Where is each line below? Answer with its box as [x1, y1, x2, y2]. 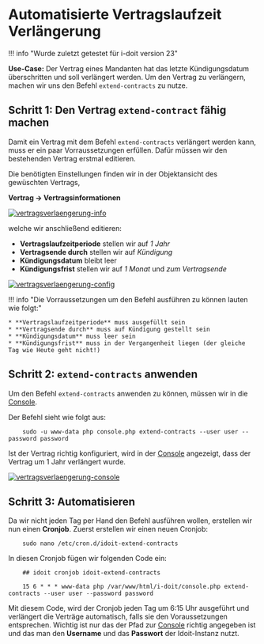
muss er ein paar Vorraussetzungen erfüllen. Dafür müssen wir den [8, 145, 228, 155]
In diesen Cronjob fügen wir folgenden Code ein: [8, 554, 168, 563]
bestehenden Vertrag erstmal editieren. [8, 153, 136, 163]
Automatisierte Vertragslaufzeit [8, 6, 222, 24]
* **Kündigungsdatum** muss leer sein [8, 332, 136, 340]
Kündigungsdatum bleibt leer [19, 256, 117, 265]
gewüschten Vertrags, [8, 177, 81, 187]
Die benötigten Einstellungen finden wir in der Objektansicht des [8, 169, 218, 179]
